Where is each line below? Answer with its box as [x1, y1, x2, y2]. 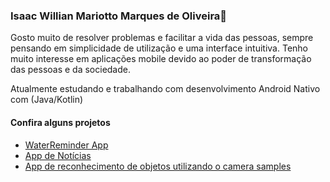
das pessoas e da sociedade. [10, 64, 132, 76]
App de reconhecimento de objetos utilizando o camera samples [24, 160, 292, 172]
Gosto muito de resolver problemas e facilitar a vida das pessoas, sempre [10, 32, 314, 44]
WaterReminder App [24, 139, 109, 151]
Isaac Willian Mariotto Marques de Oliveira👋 [10, 9, 228, 23]
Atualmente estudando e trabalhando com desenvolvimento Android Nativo [10, 83, 321, 95]
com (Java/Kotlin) [10, 94, 84, 106]
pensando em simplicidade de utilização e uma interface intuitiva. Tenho [10, 42, 308, 54]
